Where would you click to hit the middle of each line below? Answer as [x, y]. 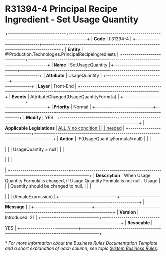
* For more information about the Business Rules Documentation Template [81, 243]
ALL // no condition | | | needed [90, 128]
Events [19, 96]
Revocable [139, 223]
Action [67, 138]
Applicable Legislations [30, 128]
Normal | [82, 107]
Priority [62, 107]
